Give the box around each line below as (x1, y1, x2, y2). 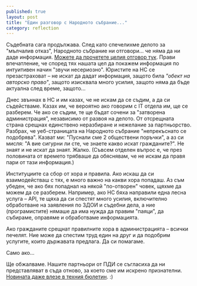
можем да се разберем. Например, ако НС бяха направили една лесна (6, 189, 186, 196)
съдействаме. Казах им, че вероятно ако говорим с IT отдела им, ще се (6, 102, 188, 109)
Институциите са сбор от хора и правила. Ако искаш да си (6, 170, 155, 177)
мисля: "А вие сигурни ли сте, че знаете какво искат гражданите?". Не (6, 140, 185, 147)
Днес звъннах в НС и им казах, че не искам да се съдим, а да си (6, 97, 171, 104)
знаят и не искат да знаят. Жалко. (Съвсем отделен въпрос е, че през (6, 147, 182, 154)
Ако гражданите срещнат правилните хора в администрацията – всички (6, 225, 189, 232)
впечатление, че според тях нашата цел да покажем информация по (6, 60, 179, 67)
